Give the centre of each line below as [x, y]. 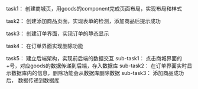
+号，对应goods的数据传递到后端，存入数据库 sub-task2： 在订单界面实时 [97, 66]
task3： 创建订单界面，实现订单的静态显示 [58, 33]
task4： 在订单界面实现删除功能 [45, 46]
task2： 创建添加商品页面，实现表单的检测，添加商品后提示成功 [84, 21]
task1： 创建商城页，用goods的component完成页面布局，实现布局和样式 [94, 8]
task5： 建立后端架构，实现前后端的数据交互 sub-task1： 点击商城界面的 [94, 58]
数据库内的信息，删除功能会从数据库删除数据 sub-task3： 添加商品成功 [98, 73]
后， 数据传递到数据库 [33, 80]
